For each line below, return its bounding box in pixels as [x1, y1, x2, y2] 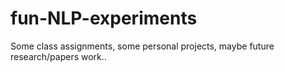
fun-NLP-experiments [10, 7, 198, 30]
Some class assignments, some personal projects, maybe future [10, 40, 275, 52]
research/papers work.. [10, 50, 107, 62]
